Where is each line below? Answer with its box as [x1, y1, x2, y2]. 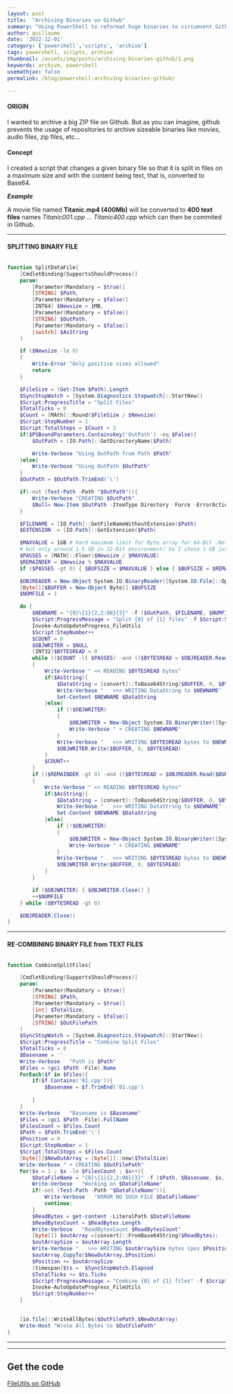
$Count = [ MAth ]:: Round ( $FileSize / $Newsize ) [19, 412, 157, 419]
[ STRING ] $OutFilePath [32, 1019, 98, 1026]
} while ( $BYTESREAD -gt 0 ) [19, 900, 101, 907]
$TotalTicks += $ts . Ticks [32, 1271, 107, 1278]
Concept [7, 149, 33, 157]
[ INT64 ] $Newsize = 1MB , [32, 303, 104, 310]
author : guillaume [7, 29, 60, 37]
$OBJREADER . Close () [19, 912, 76, 919]
